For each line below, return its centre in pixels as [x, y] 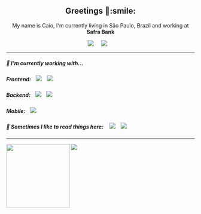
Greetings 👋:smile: [100, 11]
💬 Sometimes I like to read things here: [55, 127]
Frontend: [19, 79]
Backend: [19, 95]
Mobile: [16, 111]
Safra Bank [100, 32]
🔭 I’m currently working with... [45, 63]
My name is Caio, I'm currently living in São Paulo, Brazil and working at [100, 25]
